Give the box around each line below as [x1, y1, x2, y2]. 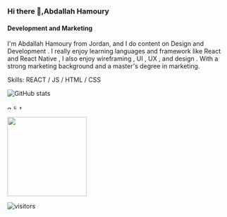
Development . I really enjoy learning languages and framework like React [7, 47, 221, 56]
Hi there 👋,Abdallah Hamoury [7, 6, 109, 16]
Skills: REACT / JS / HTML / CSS [7, 75, 101, 84]
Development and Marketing [7, 24, 93, 32]
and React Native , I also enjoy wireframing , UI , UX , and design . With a [7, 54, 219, 63]
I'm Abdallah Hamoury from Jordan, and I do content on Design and [7, 39, 204, 48]
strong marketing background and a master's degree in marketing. [7, 62, 200, 70]
